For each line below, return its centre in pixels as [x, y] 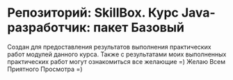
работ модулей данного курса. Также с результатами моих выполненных [117, 54]
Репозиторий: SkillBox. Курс [93, 13]
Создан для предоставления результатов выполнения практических [109, 47]
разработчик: [49, 27]
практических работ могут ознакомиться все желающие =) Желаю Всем [116, 61]
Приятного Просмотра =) [45, 69]
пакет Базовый [138, 27]
